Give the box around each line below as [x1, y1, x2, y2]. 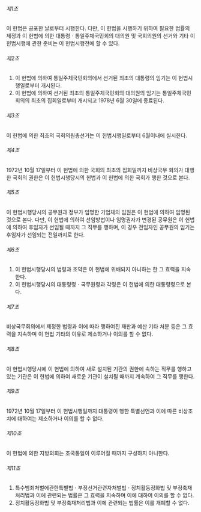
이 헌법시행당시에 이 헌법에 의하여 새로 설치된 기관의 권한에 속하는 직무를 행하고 [6, 365, 192, 372]
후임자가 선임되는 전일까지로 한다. [6, 231, 85, 238]
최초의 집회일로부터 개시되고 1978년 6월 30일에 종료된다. [31, 97, 165, 104]
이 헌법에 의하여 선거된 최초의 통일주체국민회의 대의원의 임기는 [14, 90, 161, 97]
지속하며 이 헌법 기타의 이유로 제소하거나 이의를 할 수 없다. [17, 330, 154, 338]
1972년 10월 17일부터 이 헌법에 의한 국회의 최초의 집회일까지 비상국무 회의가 [6, 166, 184, 173]
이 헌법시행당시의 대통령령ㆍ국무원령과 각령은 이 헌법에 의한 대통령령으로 [14, 281, 185, 288]
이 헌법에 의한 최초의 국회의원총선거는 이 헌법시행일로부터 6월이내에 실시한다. [6, 132, 188, 139]
